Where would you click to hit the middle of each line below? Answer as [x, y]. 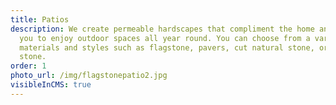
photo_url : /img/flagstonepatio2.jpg [89, 76]
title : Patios [40, 19]
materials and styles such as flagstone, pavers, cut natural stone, [167, 47]
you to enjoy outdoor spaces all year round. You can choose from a [165, 38]
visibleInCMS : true [51, 85]
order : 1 [28, 66]
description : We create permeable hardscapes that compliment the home [162, 29]
